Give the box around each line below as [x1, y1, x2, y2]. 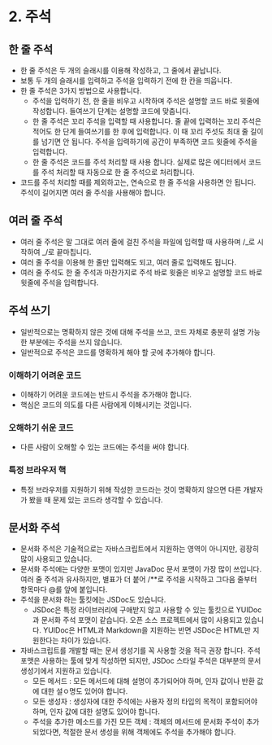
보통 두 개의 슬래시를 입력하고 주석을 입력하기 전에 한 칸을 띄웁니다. [19, 76, 233, 85]
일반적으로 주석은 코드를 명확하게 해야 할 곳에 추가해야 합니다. [19, 347, 216, 357]
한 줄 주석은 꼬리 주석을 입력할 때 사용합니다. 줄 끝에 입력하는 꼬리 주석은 [32, 116, 262, 126]
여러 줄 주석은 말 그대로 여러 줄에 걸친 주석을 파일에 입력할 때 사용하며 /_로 [19, 237, 256, 247]
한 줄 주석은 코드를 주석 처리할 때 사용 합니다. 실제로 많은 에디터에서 [32, 157, 247, 167]
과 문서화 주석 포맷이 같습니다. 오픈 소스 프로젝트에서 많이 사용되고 [32, 616, 243, 625]
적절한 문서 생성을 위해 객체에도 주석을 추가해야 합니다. [63, 727, 236, 737]
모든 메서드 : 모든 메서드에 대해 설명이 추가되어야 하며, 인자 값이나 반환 [32, 677, 256, 686]
